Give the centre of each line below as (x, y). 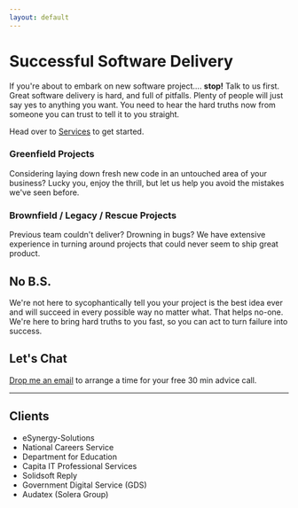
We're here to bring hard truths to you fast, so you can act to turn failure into (149, 321)
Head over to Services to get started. (77, 131)
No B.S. (30, 281)
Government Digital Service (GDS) (85, 485)
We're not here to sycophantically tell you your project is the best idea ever (146, 302)
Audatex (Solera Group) (65, 494)
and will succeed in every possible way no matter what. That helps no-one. (146, 312)
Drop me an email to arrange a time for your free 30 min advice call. (133, 380)
